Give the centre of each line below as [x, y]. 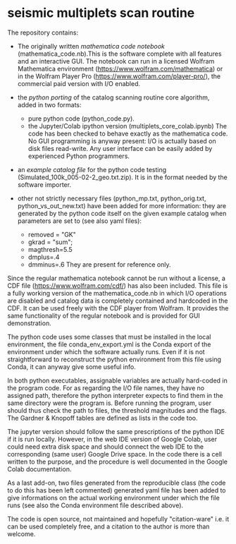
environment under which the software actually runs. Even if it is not [106, 351]
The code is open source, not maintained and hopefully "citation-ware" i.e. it [118, 519]
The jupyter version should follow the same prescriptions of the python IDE [116, 431]
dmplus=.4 [44, 257]
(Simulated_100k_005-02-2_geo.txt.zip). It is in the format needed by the [122, 177]
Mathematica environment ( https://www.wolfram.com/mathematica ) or [120, 68]
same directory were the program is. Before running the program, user [109, 403]
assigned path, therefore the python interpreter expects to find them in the [115, 395]
